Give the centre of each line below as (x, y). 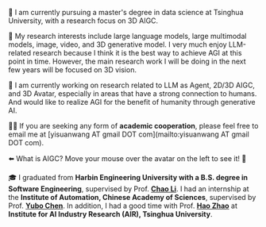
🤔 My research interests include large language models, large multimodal (127, 36)
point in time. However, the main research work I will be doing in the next (127, 61)
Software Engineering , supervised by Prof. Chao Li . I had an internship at (129, 189)
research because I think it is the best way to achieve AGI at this (137, 53)
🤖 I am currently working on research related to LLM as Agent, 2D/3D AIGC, (132, 85)
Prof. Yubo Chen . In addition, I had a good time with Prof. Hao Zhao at (123, 206)
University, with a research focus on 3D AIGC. (83, 21)
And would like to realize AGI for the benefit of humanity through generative (132, 102)
